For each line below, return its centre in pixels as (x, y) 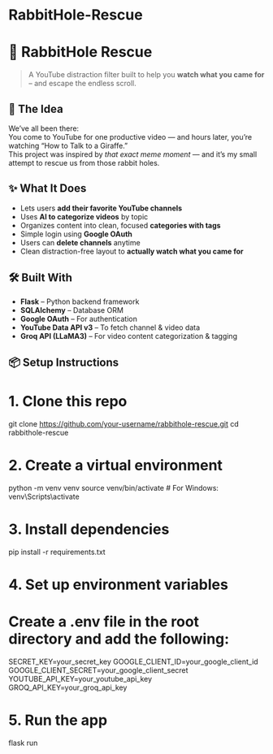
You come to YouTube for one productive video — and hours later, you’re (130, 136)
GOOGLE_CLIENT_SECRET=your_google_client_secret (98, 670)
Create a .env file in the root (104, 622)
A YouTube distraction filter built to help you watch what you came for (146, 75)
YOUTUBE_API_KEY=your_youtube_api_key (80, 678)
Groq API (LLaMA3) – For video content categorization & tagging (129, 336)
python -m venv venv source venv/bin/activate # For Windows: (114, 487)
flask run (23, 743)
